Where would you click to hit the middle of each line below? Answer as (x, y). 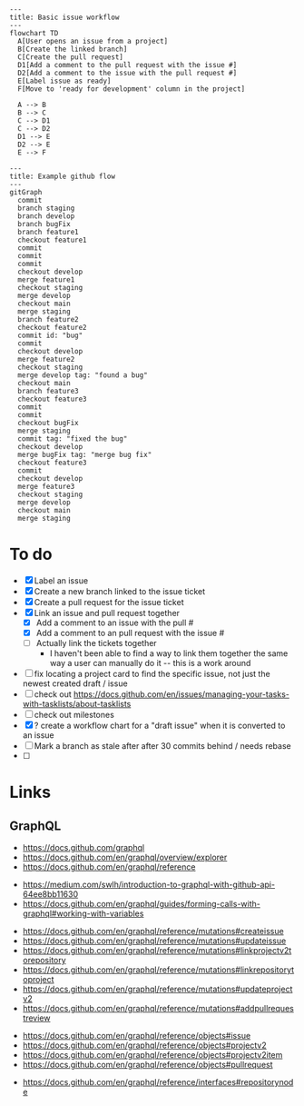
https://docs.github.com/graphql (83, 848)
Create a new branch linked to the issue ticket (120, 591)
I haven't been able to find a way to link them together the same (169, 653)
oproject (38, 980)
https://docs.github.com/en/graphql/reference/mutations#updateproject (157, 989)
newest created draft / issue (75, 683)
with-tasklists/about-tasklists (77, 704)
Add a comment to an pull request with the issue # (130, 633)
